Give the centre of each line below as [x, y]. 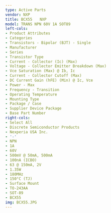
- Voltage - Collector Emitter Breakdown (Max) [56, 66]
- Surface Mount [22, 184]
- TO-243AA [17, 188]
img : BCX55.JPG [21, 202]
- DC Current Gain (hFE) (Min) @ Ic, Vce [49, 80]
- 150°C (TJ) [19, 179]
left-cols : [17, 29]
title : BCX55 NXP [26, 19]
